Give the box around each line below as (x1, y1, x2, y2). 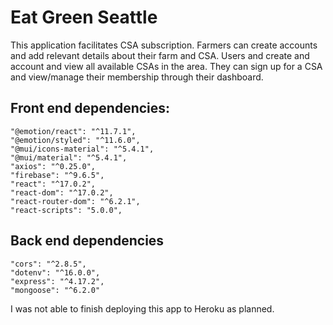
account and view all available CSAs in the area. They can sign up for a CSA (10, 60, 323, 72)
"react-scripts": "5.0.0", (10, 205, 123, 215)
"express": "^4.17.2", (10, 276, 105, 286)
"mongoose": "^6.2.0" (10, 285, 101, 295)
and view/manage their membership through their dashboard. (10, 71, 264, 83)
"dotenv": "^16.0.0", (10, 267, 101, 278)
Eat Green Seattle (10, 6, 158, 29)
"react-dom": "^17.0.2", (10, 187, 114, 198)
